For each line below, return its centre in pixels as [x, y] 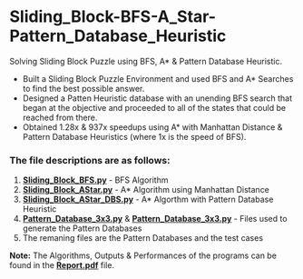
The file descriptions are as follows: [90, 160]
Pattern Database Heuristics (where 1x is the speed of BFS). [134, 136]
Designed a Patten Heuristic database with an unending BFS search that [157, 98]
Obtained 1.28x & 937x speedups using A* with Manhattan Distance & [152, 127]
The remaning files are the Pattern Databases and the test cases [143, 238]
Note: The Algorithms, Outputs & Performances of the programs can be [143, 255]
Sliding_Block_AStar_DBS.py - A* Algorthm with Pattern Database [148, 199]
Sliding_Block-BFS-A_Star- [112, 17]
